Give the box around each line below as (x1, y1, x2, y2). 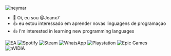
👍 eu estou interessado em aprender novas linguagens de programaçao (12, 20, 166, 26)
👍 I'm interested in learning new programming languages (12, 28, 135, 34)
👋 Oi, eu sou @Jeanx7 (12, 15, 60, 20)
